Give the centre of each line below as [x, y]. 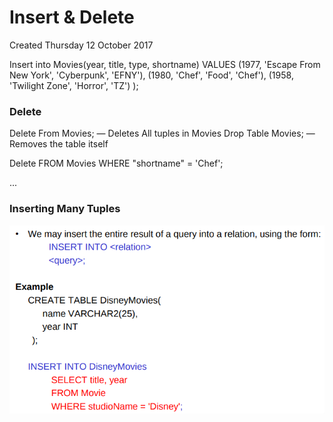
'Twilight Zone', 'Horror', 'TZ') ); [74, 85]
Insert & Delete [72, 17]
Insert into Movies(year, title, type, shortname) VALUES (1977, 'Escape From [165, 64]
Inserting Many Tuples [65, 209]
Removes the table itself [59, 144]
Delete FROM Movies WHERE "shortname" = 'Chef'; [116, 163]
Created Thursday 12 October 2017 [81, 45]
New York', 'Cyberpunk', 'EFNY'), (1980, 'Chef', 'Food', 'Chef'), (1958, [151, 75]
